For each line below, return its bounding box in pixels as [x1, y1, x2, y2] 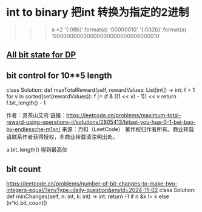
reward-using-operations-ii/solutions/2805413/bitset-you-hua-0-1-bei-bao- [6, 118, 196, 126]
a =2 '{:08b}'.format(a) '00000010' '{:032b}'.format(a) [51, 25, 187, 33]
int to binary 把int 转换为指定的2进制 [6, 5, 189, 19]
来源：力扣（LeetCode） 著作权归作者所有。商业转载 [61, 126, 194, 133]
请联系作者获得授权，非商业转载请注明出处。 [6, 133, 118, 141]
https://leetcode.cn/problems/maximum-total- [66, 112, 181, 119]
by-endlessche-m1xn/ [6, 126, 61, 133]
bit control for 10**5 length [6, 70, 112, 80]
